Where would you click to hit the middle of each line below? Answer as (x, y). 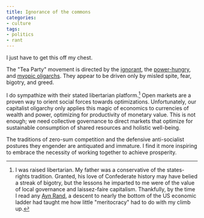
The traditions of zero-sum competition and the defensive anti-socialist (95, 139)
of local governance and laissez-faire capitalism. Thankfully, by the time (105, 189)
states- (175, 170)
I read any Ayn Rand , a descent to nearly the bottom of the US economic (106, 195)
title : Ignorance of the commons (49, 12)
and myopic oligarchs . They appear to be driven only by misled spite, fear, (99, 76)
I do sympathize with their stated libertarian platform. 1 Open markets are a (99, 95)
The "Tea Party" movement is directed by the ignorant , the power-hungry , (99, 69)
